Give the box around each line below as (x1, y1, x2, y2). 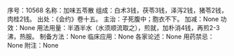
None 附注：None (7, 41, 59, 49)
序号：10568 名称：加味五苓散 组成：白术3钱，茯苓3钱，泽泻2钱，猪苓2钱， (7, 6, 228, 14)
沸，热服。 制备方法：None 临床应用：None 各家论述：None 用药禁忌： (7, 32, 214, 41)
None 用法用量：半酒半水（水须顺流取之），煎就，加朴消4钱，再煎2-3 (19, 24, 220, 31)
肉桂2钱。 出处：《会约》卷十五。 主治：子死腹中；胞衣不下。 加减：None (7, 15, 219, 23)
